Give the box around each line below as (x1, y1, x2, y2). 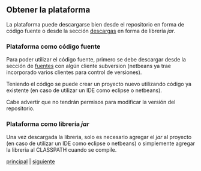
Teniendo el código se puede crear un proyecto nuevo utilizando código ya (6, 81, 192, 88)
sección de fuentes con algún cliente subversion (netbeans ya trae (6, 63, 172, 70)
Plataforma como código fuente (6, 42, 101, 51)
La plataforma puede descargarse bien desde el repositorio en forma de (6, 20, 185, 28)
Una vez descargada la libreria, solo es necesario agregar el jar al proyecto (6, 134, 192, 141)
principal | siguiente (6, 158, 55, 165)
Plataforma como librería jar (6, 120, 90, 128)
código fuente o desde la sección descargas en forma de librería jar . (6, 27, 176, 34)
